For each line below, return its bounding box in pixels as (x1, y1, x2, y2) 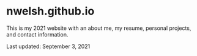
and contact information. (6, 30, 69, 38)
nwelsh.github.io (6, 4, 95, 18)
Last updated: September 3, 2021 (6, 43, 91, 50)
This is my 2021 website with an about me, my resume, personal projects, (6, 24, 191, 32)
